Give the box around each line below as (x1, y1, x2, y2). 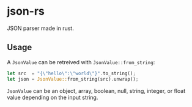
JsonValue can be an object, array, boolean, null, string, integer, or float (7, 87, 186, 94)
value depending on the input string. (7, 94, 98, 101)
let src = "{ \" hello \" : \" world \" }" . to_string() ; (7, 70, 136, 76)
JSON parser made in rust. (7, 24, 74, 32)
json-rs (7, 4, 45, 18)
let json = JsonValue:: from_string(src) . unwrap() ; (7, 76, 139, 82)
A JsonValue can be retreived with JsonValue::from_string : (7, 58, 155, 65)
